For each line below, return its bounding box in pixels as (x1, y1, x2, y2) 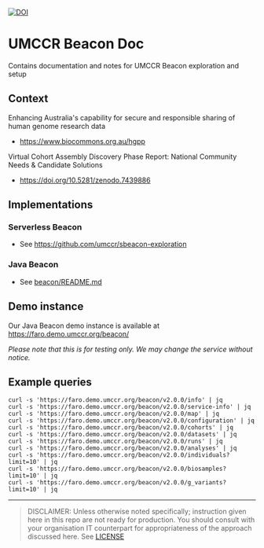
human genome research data (8, 121, 106, 131)
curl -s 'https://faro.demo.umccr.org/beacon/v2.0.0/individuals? (8, 451, 230, 459)
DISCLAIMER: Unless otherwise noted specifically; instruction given (27, 507, 247, 517)
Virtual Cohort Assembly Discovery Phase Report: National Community (8, 152, 237, 161)
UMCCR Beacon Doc (8, 35, 145, 53)
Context (8, 92, 49, 105)
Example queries (8, 375, 93, 388)
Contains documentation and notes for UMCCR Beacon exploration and (8, 61, 240, 70)
